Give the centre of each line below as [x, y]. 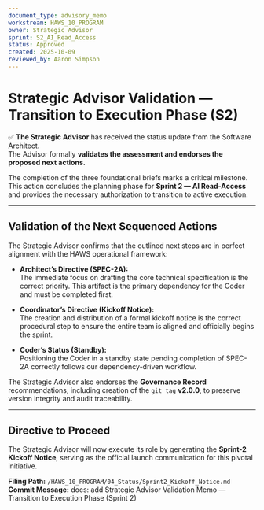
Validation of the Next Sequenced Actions [113, 226]
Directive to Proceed [59, 431]
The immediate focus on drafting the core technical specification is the [134, 277]
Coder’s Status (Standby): [63, 349]
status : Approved [37, 45]
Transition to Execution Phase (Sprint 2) [72, 498]
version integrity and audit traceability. [70, 398]
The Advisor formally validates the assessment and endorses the [116, 153]
